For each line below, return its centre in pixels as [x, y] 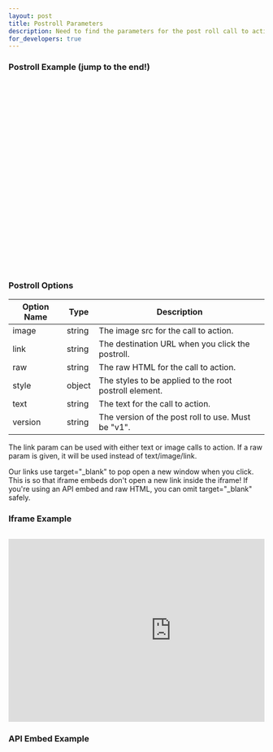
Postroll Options [41, 285]
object [78, 385]
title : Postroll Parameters [56, 24]
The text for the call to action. [155, 403]
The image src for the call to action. [166, 330]
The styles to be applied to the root [165, 380]
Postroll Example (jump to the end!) [79, 67]
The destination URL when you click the [174, 344]
